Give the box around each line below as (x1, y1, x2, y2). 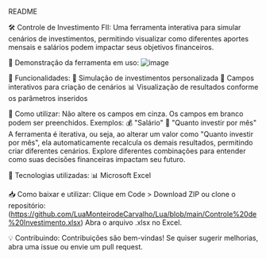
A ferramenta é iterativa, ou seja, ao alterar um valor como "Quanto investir (8, 129, 254, 138)
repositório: (8, 201, 46, 210)
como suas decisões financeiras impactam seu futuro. (8, 155, 186, 164)
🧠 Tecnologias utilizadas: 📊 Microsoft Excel (8, 171, 152, 180)
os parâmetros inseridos (8, 94, 88, 102)
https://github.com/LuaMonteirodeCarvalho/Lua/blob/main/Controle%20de (10, 210, 257, 218)
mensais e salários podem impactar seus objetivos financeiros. (8, 43, 214, 52)
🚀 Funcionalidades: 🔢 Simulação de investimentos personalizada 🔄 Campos (8, 73, 254, 83)
